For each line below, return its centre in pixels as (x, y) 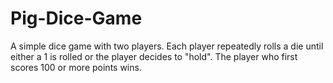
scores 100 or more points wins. (76, 67)
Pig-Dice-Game (76, 18)
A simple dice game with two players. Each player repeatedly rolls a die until (167, 46)
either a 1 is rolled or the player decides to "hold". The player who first (154, 56)
